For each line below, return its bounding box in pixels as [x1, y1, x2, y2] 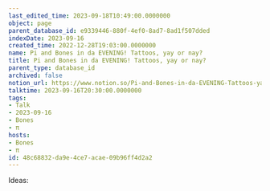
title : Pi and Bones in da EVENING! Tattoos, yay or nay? [8, 57, 207, 65]
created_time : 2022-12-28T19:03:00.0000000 [8, 42, 157, 50]
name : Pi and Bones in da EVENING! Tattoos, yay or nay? [8, 49, 203, 57]
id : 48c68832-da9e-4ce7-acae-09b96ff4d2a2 [8, 153, 153, 161]
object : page [8, 19, 52, 27]
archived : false [8, 71, 63, 79]
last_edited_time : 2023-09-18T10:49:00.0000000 [8, 11, 171, 20]
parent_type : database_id [8, 64, 95, 72]
